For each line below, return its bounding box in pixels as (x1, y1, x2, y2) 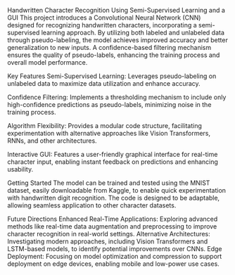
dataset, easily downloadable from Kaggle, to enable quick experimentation (7, 186, 227, 194)
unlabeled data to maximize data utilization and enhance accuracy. (7, 79, 201, 87)
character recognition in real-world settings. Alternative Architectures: (7, 230, 211, 238)
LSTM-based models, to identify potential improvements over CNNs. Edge (7, 245, 222, 252)
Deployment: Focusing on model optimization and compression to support (7, 252, 222, 260)
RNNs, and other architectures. (7, 136, 97, 145)
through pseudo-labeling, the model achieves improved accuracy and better (7, 36, 229, 44)
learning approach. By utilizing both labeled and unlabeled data (41, 28, 225, 37)
